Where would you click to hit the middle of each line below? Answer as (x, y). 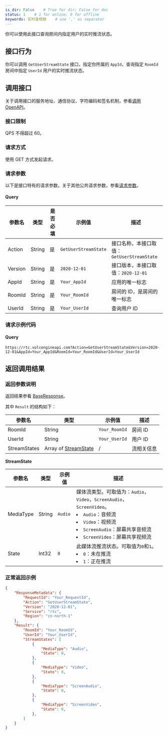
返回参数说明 (21, 384)
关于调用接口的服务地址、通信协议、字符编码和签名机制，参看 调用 (73, 101)
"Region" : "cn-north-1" (48, 616)
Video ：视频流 (100, 522)
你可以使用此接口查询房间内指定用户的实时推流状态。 (60, 34)
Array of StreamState (69, 448)
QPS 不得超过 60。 (25, 133)
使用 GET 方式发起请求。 (30, 159)
